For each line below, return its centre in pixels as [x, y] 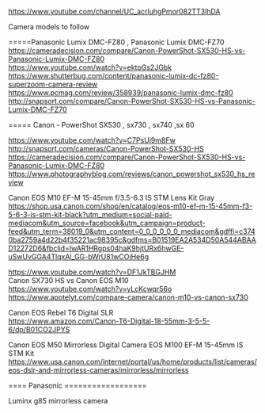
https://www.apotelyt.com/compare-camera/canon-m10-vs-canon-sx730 [128, 297]
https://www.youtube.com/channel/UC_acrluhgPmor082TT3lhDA [114, 11]
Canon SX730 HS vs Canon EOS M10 [68, 280]
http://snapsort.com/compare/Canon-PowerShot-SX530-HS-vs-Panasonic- [132, 101]
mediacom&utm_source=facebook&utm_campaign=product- [107, 223]
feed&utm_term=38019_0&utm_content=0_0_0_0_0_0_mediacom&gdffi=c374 [132, 231]
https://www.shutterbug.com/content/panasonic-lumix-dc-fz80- [114, 76]
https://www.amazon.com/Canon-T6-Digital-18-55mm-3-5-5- [109, 321]
